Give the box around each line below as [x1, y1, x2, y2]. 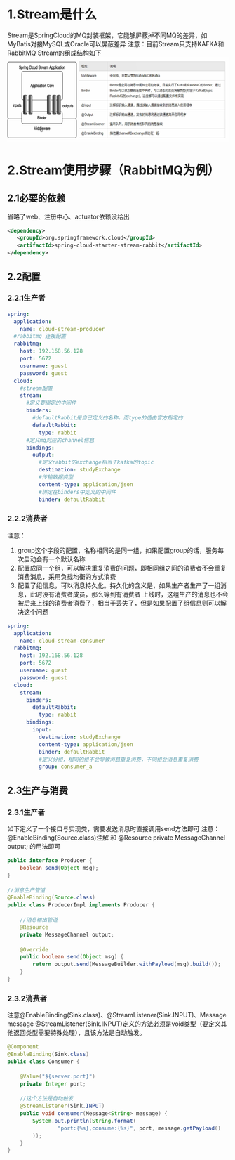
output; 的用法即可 [7, 842, 61, 851]
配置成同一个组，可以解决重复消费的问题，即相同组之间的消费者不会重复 [17, 563, 227, 572]
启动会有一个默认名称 [23, 554, 86, 563]
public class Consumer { [7, 1058, 80, 1065]
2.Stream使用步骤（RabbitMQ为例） [7, 162, 220, 178]
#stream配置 [20, 384, 53, 392]
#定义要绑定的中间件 [25, 400, 77, 407]
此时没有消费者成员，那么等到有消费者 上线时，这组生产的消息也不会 [29, 589, 229, 598]
